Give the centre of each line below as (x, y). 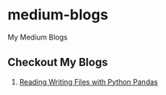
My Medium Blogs (37, 37)
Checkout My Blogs (58, 62)
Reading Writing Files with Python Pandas (88, 81)
